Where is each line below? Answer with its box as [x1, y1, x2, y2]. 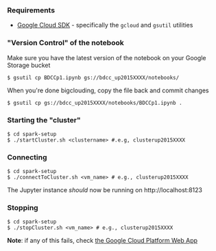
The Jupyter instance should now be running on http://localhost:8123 [7, 186, 202, 194]
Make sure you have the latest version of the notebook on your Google [7, 53, 206, 62]
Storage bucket [7, 61, 51, 69]
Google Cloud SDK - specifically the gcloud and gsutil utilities [16, 21, 193, 29]
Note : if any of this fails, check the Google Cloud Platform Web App [7, 237, 197, 245]
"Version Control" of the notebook [7, 38, 125, 48]
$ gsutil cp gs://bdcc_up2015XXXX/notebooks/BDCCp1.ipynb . [7, 99, 183, 106]
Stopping [7, 203, 39, 213]
